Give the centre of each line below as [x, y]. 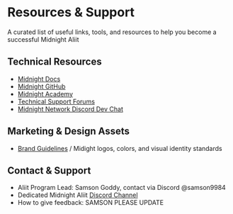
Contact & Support [49, 170]
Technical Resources [55, 62]
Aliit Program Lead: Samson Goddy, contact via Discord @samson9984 [122, 188]
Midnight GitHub [41, 86]
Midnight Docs [39, 79]
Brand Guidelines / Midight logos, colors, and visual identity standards [120, 148]
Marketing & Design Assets [68, 131]
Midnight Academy [45, 94]
